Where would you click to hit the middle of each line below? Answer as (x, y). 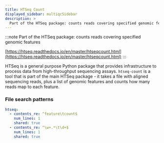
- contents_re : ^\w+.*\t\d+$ (39, 128)
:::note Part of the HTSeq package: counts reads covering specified (73, 37)
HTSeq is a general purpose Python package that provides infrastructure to (81, 66)
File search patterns (29, 99)
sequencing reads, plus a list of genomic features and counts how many (78, 82)
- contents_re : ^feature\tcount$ (43, 114)
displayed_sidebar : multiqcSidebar (41, 14)
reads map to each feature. (32, 87)
